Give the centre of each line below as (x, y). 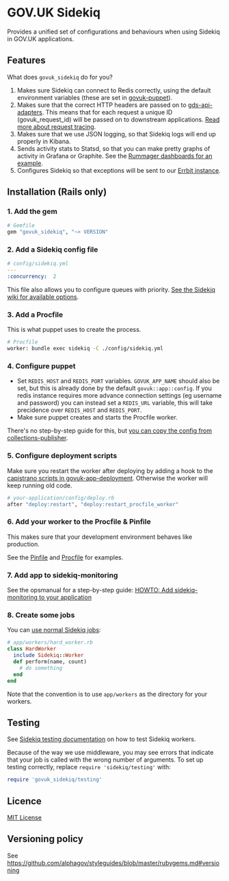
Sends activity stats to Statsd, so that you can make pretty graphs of (113, 148)
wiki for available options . (43, 297)
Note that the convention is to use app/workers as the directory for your (107, 694)
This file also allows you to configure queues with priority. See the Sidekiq (111, 290)
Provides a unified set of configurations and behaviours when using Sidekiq (113, 32)
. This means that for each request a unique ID (107, 112)
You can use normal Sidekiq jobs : (54, 630)
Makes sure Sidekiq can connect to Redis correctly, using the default (114, 90)
